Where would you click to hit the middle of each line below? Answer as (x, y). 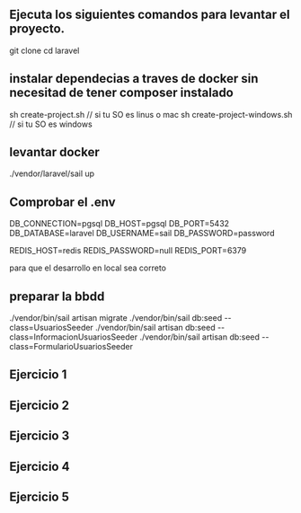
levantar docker (55, 152)
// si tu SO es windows (51, 124)
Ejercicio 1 (38, 375)
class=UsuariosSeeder (52, 328)
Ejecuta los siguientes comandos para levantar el (150, 15)
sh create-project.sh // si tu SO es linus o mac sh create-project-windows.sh (151, 114)
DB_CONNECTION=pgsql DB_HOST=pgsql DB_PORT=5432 (120, 224)
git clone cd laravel (44, 50)
